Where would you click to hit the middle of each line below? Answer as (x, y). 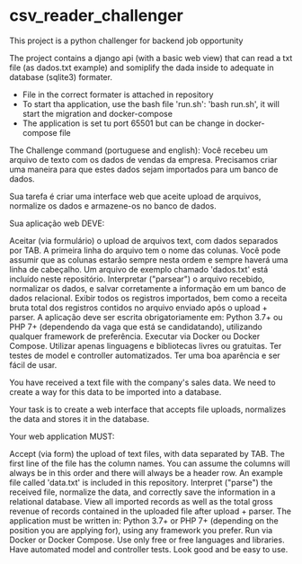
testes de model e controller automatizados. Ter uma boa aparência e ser (145, 355)
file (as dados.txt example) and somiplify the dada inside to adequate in (142, 67)
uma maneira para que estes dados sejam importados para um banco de (144, 169)
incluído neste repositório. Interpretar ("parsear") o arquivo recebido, (137, 279)
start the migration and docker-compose (98, 113)
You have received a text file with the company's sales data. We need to (142, 382)
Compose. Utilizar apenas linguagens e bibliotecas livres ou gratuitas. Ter (146, 345)
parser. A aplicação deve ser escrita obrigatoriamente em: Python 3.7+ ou (146, 317)
